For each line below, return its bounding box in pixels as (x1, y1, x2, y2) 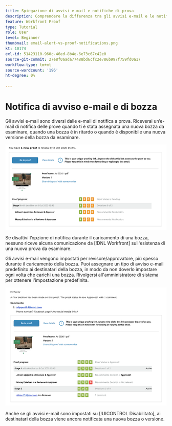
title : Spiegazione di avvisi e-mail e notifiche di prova (5, 8, 134, 13)
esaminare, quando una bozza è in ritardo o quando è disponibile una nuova (5, 128, 166, 135)
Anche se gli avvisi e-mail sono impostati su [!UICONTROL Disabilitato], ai (5, 410, 161, 416)
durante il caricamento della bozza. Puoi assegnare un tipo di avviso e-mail (5, 261, 164, 267)
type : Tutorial (5, 25, 38, 30)
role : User (5, 30, 29, 35)
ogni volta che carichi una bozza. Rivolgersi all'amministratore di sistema (5, 272, 159, 278)
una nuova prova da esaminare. (5, 245, 72, 252)
